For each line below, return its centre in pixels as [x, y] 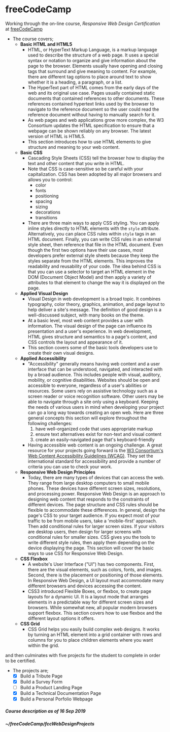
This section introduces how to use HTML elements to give [89, 142]
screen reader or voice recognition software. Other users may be [96, 396]
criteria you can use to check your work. [70, 466]
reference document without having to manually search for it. [92, 114]
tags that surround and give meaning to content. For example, [92, 71]
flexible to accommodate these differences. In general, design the [96, 510]
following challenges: [50, 423]
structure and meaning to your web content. [74, 147]
